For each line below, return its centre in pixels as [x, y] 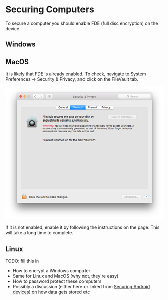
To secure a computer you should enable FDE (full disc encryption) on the [82, 23]
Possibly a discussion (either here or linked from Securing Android [81, 287]
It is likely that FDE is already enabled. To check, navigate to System [76, 74]
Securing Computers [50, 9]
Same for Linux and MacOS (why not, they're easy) [65, 276]
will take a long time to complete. [39, 233]
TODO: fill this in [22, 261]
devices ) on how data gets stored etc [51, 292]
